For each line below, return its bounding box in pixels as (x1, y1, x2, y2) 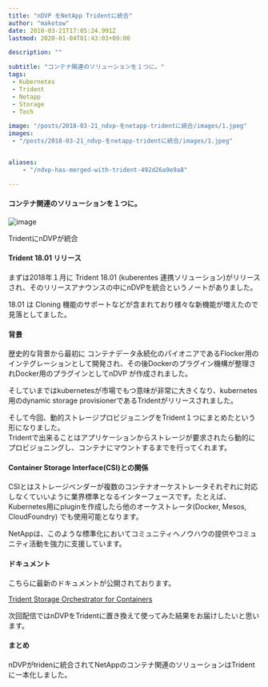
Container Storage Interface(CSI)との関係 (8, 462, 149, 472)
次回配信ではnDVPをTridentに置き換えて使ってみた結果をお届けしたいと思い (8, 610, 260, 621)
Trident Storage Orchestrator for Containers (8, 594, 153, 604)
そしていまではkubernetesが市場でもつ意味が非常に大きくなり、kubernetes (8, 386, 258, 396)
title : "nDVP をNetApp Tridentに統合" (8, 11, 134, 20)
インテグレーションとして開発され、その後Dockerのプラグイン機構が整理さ (8, 359, 256, 368)
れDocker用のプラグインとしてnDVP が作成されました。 (8, 369, 193, 379)
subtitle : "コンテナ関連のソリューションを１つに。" (8, 63, 165, 71)
